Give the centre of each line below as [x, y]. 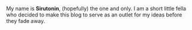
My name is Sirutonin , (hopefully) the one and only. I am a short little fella [96, 9]
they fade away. [26, 21]
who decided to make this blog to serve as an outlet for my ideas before [94, 15]
